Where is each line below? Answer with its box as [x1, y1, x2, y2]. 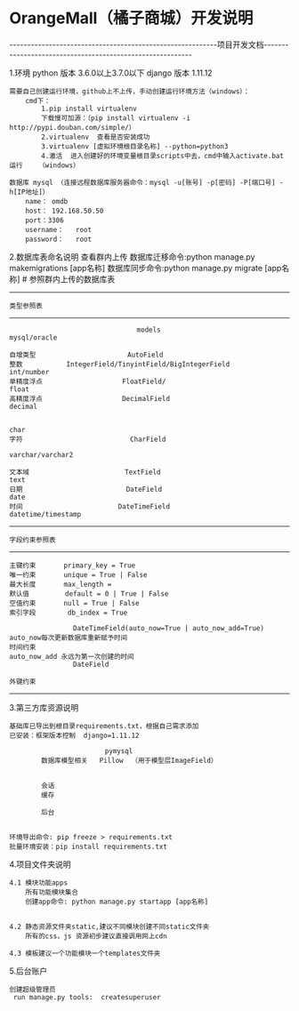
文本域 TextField [9, 468, 161, 477]
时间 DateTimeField [9, 501, 171, 511]
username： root [25, 225, 92, 234]
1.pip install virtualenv [41, 104, 138, 113]
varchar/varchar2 [9, 450, 74, 459]
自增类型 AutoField [9, 350, 164, 359]
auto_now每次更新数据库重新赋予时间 [9, 633, 127, 642]
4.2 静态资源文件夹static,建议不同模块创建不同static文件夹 [9, 922, 210, 931]
